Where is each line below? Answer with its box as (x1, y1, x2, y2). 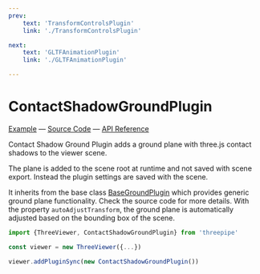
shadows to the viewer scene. (8, 147, 108, 157)
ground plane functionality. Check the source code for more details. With (8, 195, 250, 205)
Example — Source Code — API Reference (8, 123, 150, 133)
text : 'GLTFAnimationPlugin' (22, 49, 120, 57)
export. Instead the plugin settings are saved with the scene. (8, 171, 209, 181)
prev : (8, 11, 26, 20)
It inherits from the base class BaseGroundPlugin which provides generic (8, 187, 250, 197)
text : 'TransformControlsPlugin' (22, 19, 135, 27)
